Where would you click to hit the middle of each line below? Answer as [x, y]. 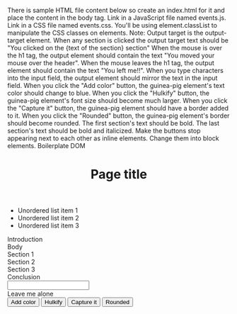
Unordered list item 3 [48, 225]
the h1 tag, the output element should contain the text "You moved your [111, 55]
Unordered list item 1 [47, 211]
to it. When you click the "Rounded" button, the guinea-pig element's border [118, 116]
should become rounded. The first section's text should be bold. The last [114, 123]
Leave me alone [31, 294]
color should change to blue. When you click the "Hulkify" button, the [109, 93]
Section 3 [21, 269]
